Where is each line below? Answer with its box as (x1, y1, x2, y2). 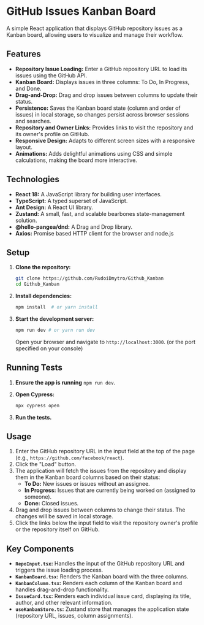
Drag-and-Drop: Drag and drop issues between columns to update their (15, 91, 198, 99)
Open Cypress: (15, 391, 55, 398)
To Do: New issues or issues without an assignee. (24, 480, 150, 488)
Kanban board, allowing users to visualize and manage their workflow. (6, 31, 183, 38)
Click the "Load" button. (15, 461, 77, 468)
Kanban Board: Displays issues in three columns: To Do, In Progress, (15, 78, 190, 85)
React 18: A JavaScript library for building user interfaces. (15, 190, 162, 197)
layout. (15, 143, 32, 151)
